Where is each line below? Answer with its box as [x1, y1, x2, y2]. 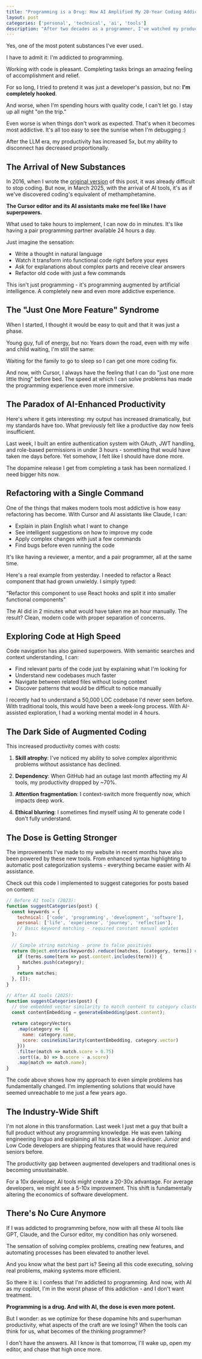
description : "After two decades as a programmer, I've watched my [6, 25, 179, 32]
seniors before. [6, 1148, 44, 1155]
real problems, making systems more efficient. [6, 1267, 121, 1274]
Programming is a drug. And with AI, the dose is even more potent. [6, 1303, 176, 1310]
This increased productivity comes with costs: [6, 743, 121, 750]
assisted [6, 709, 27, 717]
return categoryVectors [11, 1021, 71, 1027]
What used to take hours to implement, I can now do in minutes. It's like [6, 221, 183, 228]
